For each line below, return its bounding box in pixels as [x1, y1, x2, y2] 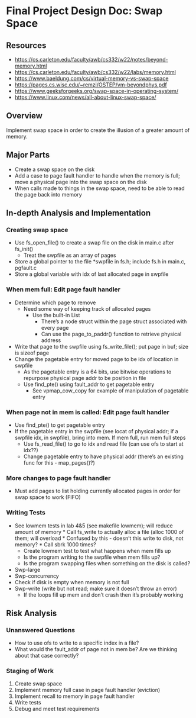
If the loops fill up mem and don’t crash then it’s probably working [23, 591, 184, 598]
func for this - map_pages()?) [23, 459, 96, 466]
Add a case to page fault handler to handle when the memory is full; [14, 172, 180, 179]
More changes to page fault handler [6, 474, 111, 482]
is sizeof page [14, 349, 49, 356]
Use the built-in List [32, 311, 80, 318]
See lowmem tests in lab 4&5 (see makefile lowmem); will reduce [14, 522, 173, 529]
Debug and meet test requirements [14, 706, 100, 713]
